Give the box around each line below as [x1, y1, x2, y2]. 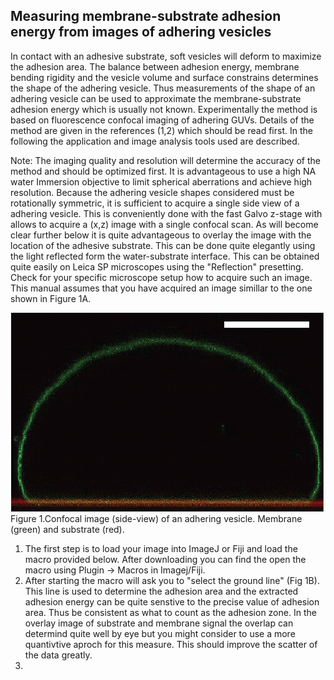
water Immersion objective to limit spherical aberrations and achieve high [10, 175, 313, 188]
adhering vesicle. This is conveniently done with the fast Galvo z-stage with [10, 207, 323, 219]
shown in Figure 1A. [10, 292, 92, 304]
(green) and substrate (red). [10, 523, 125, 535]
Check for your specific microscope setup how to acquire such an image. [10, 271, 313, 283]
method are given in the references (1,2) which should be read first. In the [10, 124, 313, 136]
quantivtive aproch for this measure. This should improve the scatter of [24, 638, 318, 650]
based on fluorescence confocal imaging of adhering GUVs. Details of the [10, 114, 315, 126]
